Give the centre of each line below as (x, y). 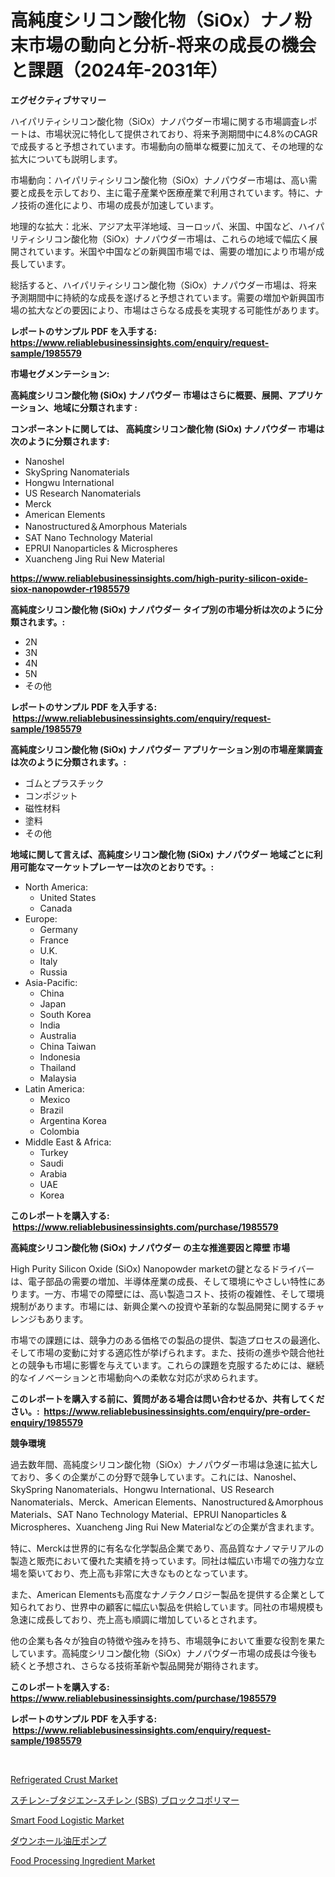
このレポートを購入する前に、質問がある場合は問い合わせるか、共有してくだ (167, 1398)
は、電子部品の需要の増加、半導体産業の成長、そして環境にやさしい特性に (163, 1281)
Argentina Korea (73, 1120)
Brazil (51, 1110)
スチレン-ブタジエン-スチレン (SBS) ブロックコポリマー (125, 1800)
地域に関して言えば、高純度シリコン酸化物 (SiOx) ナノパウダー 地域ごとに (162, 854)
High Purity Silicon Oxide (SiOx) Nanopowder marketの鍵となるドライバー (162, 1268)
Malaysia (58, 1078)
